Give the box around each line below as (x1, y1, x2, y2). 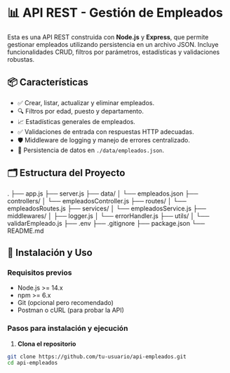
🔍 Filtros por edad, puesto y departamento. (17, 107, 144, 115)
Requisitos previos (7, 267, 72, 277)
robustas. (7, 55, 35, 63)
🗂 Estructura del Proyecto (7, 167, 126, 179)
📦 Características (7, 76, 89, 88)
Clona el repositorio (17, 339, 76, 348)
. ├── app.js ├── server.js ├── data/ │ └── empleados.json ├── (7, 189, 198, 198)
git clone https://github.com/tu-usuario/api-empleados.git (7, 353, 187, 360)
